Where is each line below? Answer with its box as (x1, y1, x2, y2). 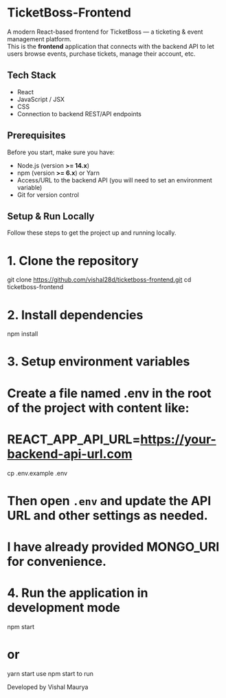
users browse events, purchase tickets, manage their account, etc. (7, 50, 196, 58)
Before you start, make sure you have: (7, 148, 115, 156)
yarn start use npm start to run (7, 669, 94, 677)
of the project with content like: (7, 400, 190, 416)
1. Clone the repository (7, 253, 139, 268)
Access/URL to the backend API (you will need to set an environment (16, 176, 212, 184)
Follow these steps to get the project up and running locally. (7, 229, 177, 237)
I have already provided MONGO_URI (7, 539, 220, 555)
